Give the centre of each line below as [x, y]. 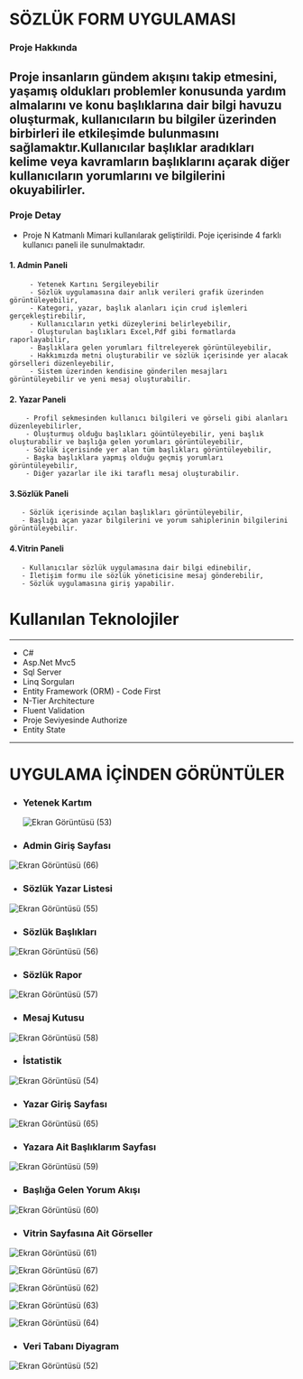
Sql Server [42, 672]
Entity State [44, 729]
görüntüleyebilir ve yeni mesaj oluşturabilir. [101, 379]
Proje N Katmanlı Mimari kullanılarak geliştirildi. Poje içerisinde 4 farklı [151, 235]
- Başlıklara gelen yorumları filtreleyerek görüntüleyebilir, [151, 348]
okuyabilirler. [47, 190]
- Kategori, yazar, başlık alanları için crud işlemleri [138, 308]
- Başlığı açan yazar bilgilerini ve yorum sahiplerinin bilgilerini [155, 521]
